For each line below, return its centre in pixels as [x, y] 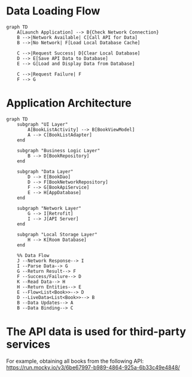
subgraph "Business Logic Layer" [59, 150]
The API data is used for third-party [96, 332]
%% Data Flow [33, 255]
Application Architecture [69, 103]
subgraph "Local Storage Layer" [57, 234]
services [28, 344]
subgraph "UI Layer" [42, 124]
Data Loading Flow [53, 11]
